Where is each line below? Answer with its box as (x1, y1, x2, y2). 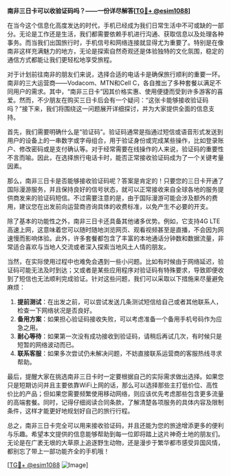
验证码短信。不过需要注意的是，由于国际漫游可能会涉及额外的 (36, 194, 212, 202)
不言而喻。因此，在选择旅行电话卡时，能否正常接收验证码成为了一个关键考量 (7, 154, 224, 161)
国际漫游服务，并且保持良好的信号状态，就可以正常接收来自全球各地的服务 (7, 185, 218, 193)
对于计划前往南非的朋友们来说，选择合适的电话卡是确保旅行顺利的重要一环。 (7, 70, 224, 78)
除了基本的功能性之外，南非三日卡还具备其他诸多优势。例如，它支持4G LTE (7, 217, 221, 225)
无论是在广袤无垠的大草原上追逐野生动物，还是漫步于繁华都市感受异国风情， (7, 439, 224, 446)
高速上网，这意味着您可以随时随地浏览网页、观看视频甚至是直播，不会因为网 (7, 226, 224, 234)
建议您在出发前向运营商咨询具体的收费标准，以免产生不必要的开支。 (19, 203, 212, 210)
